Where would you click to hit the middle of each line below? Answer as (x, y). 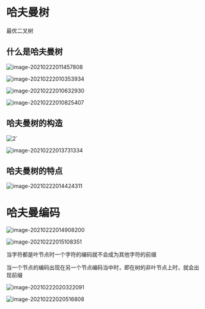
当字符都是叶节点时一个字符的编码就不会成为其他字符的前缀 (81, 255)
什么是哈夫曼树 (35, 52)
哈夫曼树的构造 (35, 123)
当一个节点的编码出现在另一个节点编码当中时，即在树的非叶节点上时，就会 (100, 267)
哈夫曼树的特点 (35, 171)
